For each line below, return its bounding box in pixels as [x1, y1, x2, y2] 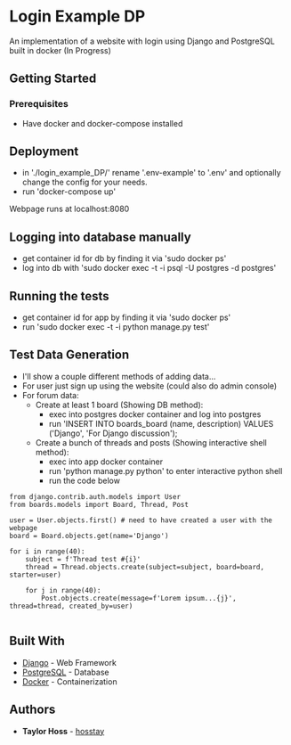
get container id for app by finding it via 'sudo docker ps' [21, 312, 231, 323]
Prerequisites [9, 98, 69, 111]
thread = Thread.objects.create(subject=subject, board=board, [25, 562, 265, 571]
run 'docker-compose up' [21, 186, 117, 197]
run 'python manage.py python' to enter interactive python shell [48, 465, 283, 476]
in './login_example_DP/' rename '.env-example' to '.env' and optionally [21, 168, 282, 178]
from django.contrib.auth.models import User [9, 492, 181, 501]
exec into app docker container [48, 456, 164, 467]
